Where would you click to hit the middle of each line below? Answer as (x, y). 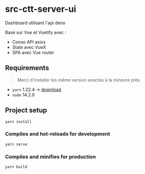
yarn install (18, 122)
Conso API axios (29, 42)
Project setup (26, 110)
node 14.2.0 (23, 94)
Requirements (27, 68)
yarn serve (16, 144)
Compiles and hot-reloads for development (58, 134)
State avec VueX (29, 47)
